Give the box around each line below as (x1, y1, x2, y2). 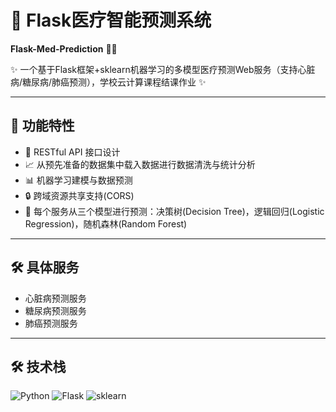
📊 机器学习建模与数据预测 (24, 174, 133, 186)
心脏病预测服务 (24, 292, 87, 304)
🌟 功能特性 (10, 117, 75, 135)
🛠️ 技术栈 (10, 358, 67, 375)
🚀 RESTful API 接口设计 (24, 146, 121, 158)
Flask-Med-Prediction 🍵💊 (10, 42, 118, 55)
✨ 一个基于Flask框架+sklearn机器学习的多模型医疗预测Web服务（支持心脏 (10, 63, 316, 75)
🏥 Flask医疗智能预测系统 (10, 9, 212, 32)
